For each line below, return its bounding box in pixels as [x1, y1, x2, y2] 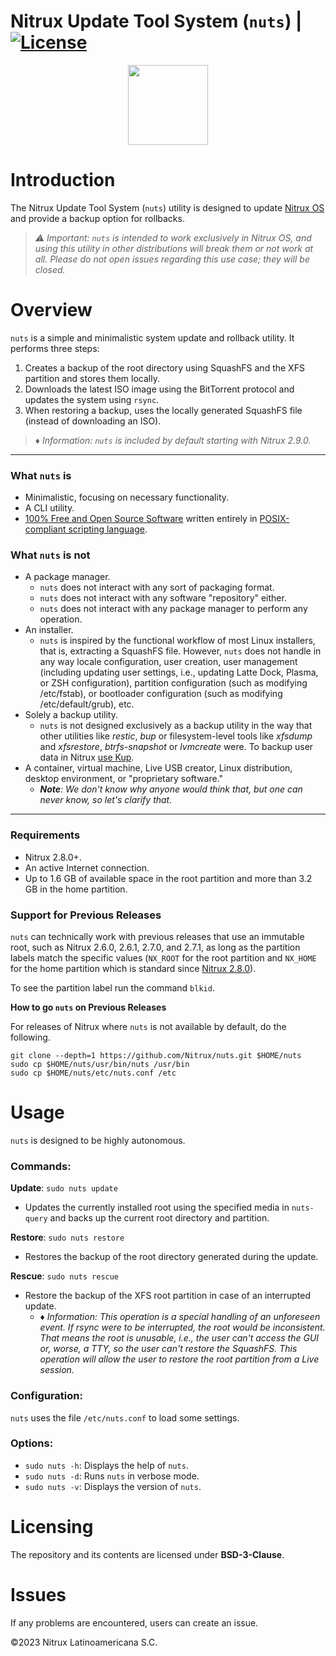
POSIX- [259, 513, 290, 525]
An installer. [24, 624, 74, 636]
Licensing [10, 1516, 94, 1539]
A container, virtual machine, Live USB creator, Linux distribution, [24, 762, 293, 774]
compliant [24, 523, 67, 535]
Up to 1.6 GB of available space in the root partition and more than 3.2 [24, 872, 313, 884]
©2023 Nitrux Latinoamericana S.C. [10, 1636, 158, 1648]
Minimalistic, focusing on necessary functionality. [24, 491, 230, 504]
